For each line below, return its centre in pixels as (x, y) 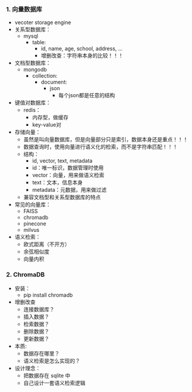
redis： (32, 110)
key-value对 (47, 125)
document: (54, 82)
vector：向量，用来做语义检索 (68, 175)
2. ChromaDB (26, 275)
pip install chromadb (48, 295)
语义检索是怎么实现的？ (52, 361)
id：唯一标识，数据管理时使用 (68, 168)
